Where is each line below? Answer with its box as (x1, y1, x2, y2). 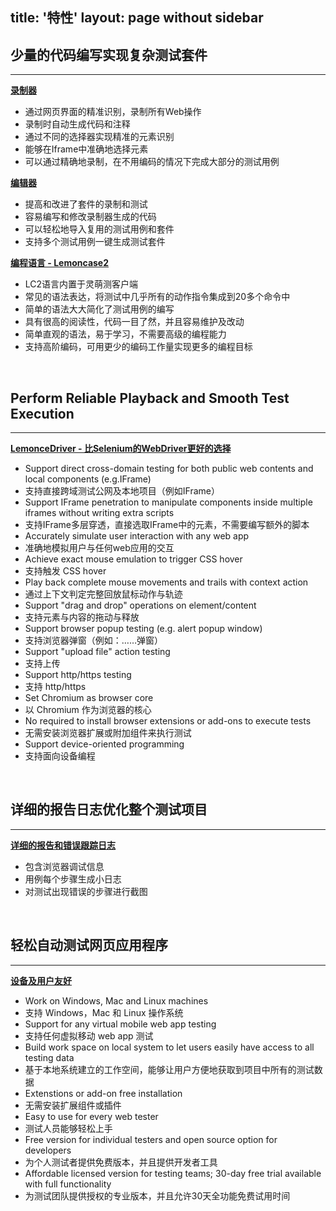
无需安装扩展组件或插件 (24, 1099, 122, 1111)
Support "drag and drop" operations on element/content (24, 599, 257, 612)
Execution (10, 405, 75, 422)
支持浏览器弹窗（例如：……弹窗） (24, 634, 163, 647)
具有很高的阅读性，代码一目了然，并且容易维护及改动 (24, 316, 245, 328)
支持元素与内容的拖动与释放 (24, 611, 140, 623)
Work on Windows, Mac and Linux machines (24, 994, 209, 1007)
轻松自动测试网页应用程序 (10, 937, 168, 954)
